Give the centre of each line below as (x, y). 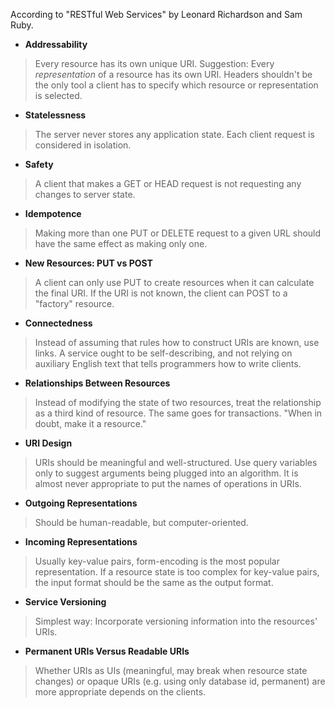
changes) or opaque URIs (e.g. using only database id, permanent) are (180, 681)
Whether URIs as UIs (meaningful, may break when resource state (171, 670)
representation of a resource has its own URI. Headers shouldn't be (173, 74)
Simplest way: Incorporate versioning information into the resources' (176, 621)
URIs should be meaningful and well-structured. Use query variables (176, 462)
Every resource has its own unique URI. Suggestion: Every (154, 63)
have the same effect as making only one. (121, 243)
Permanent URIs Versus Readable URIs (107, 651)
